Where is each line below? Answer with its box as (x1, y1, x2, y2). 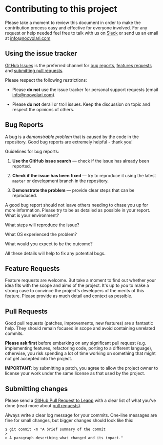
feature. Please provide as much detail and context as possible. (5, 293, 133, 299)
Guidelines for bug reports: (5, 148, 60, 154)
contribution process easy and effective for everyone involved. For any (5, 24, 147, 30)
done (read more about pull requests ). (5, 403, 81, 408)
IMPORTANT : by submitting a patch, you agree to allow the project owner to (5, 365, 158, 371)
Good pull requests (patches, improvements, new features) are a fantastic (5, 320, 154, 326)
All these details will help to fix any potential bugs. (5, 250, 106, 256)
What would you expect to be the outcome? (5, 241, 93, 247)
